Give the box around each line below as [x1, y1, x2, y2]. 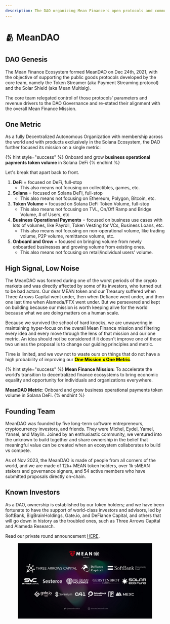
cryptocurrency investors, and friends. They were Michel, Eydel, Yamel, [5, 426, 154, 432]
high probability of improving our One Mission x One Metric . [5, 357, 132, 363]
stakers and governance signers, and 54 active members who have [5, 468, 146, 474]
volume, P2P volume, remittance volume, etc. [20, 233, 115, 239]
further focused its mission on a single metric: [5, 145, 101, 151]
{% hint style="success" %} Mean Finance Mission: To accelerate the [5, 366, 153, 372]
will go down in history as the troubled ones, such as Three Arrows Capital [5, 517, 160, 524]
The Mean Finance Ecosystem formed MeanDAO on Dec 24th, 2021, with [5, 68, 158, 75]
